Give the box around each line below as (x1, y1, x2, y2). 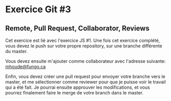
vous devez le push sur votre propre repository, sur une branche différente (5, 43, 162, 49)
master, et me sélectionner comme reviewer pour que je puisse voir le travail (5, 79, 166, 85)
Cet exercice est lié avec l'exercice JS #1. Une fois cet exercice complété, (5, 37, 160, 43)
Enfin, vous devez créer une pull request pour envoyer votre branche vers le (5, 73, 166, 80)
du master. (5, 48, 28, 54)
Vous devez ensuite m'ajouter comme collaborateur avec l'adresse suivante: (5, 58, 166, 64)
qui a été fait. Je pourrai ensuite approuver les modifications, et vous (5, 84, 150, 90)
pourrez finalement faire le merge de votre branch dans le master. (5, 90, 144, 95)
